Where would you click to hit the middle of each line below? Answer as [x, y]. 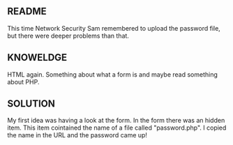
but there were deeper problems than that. [68, 36]
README [27, 12]
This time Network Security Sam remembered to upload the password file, [114, 28]
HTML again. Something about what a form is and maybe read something [113, 74]
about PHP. [23, 82]
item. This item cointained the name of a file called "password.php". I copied [117, 128]
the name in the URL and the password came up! [77, 135]
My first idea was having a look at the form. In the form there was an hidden [116, 121]
